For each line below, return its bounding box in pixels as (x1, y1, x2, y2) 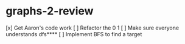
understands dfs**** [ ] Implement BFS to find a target (5, 30, 142, 37)
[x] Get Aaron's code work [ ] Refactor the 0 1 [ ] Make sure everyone (5, 24, 180, 31)
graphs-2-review (5, 4, 94, 18)
